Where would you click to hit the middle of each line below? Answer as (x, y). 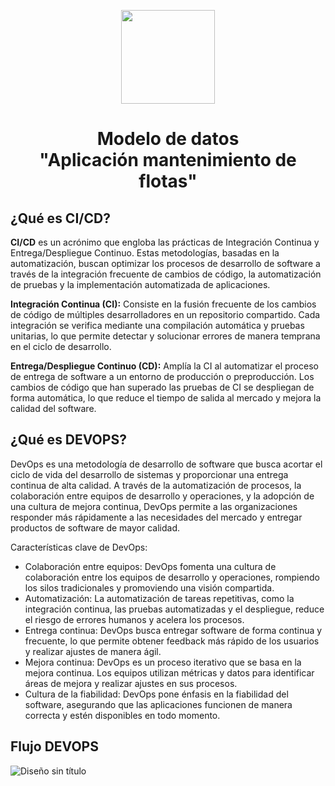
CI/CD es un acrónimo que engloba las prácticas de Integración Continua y (165, 242)
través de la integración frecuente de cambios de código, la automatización (166, 274)
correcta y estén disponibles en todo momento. (122, 715)
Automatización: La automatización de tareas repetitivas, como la (159, 598)
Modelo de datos (168, 139)
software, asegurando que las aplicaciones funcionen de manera (158, 704)
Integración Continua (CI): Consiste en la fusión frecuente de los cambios (163, 304)
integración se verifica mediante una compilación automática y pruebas (157, 325)
